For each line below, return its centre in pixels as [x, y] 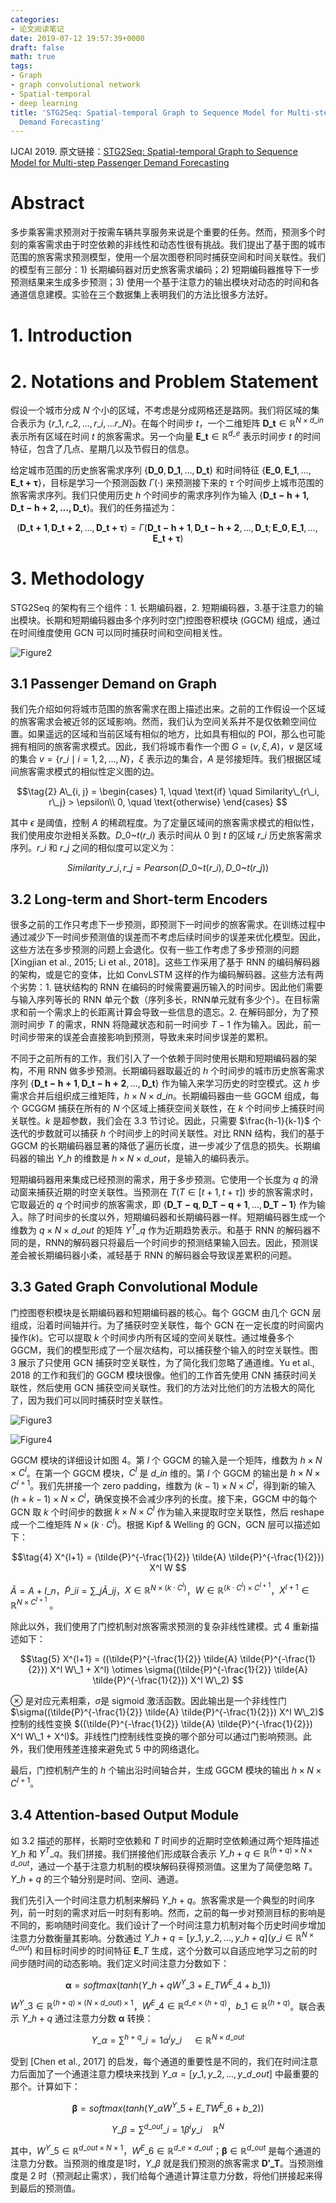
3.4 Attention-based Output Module [125, 1815]
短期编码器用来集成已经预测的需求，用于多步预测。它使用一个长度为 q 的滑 [164, 1180]
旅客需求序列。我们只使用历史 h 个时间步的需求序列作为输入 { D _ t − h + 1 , [160, 495]
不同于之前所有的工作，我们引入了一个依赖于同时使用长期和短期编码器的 [159, 1058]
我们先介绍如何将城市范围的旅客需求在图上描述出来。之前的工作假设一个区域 [168, 709]
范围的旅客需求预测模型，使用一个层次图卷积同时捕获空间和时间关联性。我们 [168, 257]
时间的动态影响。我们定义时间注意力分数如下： [133, 1963]
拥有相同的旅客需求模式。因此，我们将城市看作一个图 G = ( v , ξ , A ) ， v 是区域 [166, 747]
